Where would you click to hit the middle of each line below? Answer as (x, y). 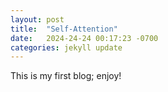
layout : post (37, 19)
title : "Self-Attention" (64, 29)
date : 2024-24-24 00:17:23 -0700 (84, 38)
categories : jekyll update (66, 47)
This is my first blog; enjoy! (66, 76)
